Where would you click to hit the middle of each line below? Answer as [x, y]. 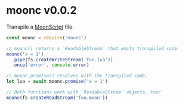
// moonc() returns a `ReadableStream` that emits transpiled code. [93, 48]
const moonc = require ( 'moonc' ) [46, 38]
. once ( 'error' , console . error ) [50, 65]
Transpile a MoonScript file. [40, 27]
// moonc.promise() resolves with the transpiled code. [77, 76]
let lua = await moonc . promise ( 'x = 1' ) [57, 82]
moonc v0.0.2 [41, 10]
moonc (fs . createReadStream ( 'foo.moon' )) [57, 98]
